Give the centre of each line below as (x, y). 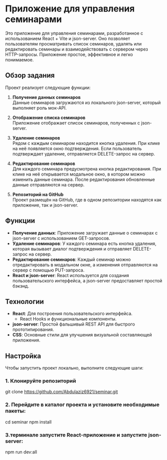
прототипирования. (33, 329)
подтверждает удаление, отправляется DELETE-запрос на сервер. (84, 153)
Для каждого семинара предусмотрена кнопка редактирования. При (87, 168)
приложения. (26, 340)
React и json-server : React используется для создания (71, 275)
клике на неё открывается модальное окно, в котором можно (79, 174)
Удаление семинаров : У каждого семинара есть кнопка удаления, (84, 243)
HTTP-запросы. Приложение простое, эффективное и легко (69, 54)
